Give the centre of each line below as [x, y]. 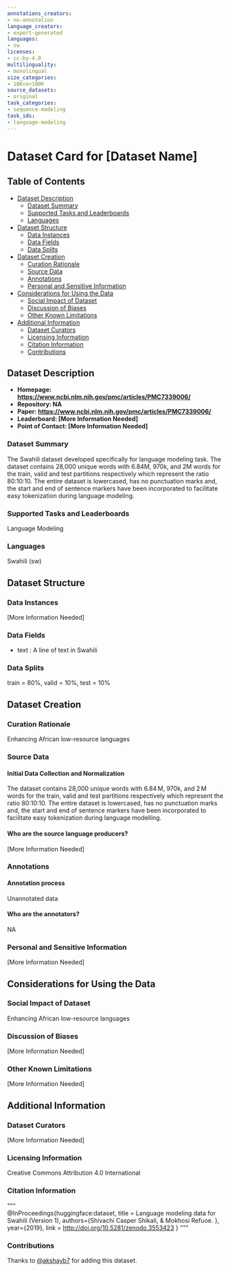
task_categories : [32, 103]
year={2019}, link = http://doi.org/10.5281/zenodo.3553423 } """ [98, 1228]
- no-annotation [30, 20]
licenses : [21, 52]
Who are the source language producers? [68, 834]
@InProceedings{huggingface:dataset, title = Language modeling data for [112, 1213]
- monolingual [27, 71]
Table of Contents [46, 182]
